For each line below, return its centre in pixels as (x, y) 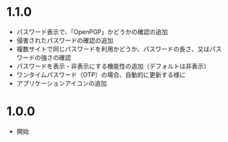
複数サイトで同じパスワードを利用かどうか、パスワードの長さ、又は (113, 49)
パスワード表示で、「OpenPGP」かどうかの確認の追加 (92, 32)
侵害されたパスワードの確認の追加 (65, 40)
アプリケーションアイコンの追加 (62, 83)
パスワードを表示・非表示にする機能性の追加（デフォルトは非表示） (113, 66)
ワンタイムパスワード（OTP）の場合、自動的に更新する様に (101, 74)
